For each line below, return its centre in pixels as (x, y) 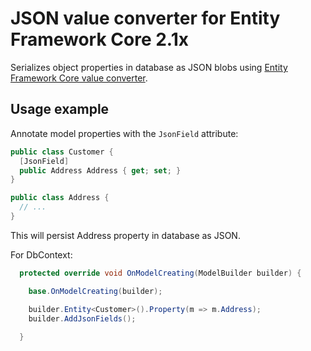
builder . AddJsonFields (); (82, 318)
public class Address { (60, 198)
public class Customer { (62, 152)
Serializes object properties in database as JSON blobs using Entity (149, 67)
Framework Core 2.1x (100, 39)
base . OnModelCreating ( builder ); (95, 291)
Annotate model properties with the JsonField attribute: (124, 133)
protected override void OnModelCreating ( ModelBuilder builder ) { (160, 273)
